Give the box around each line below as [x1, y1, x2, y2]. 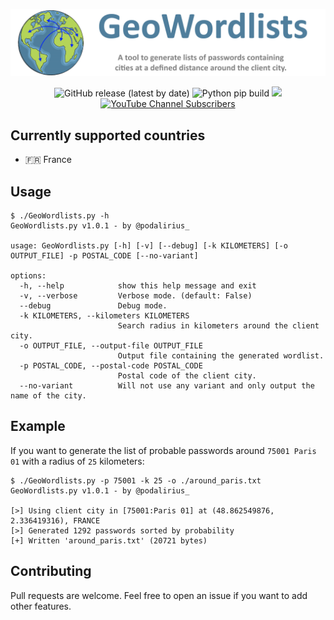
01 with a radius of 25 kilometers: [10, 455, 145, 467]
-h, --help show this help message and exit [19, 280, 257, 291]
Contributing [10, 563, 92, 580]
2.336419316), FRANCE [10, 515, 101, 526]
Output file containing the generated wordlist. [117, 350, 325, 361]
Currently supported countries [10, 127, 206, 144]
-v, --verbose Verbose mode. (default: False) [19, 290, 253, 301]
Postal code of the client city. [117, 370, 257, 381]
